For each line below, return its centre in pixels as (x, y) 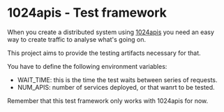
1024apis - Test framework (87, 13)
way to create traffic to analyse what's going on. (77, 39)
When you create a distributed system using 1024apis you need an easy (111, 32)
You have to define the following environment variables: (87, 66)
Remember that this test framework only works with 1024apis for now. (108, 101)
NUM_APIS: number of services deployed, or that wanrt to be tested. (116, 87)
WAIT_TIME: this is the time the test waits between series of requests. (117, 80)
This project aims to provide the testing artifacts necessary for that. (104, 53)
